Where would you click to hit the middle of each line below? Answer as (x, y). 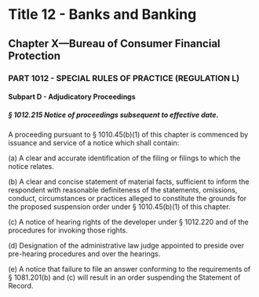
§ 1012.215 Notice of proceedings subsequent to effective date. (113, 115)
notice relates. (31, 167)
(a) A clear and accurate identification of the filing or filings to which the (124, 158)
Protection (35, 55)
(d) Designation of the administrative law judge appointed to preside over (126, 246)
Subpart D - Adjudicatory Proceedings (72, 97)
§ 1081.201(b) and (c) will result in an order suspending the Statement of (124, 277)
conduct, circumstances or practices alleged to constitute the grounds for (128, 199)
